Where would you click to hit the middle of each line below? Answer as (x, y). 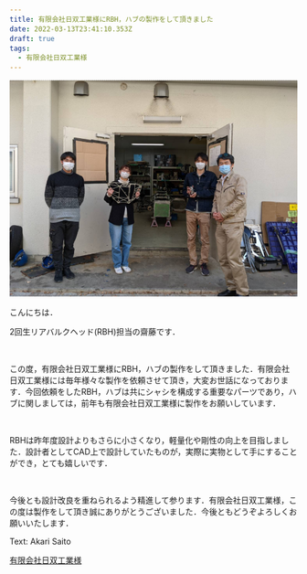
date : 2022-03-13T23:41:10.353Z (71, 29)
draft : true (32, 38)
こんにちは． (33, 312)
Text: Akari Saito (40, 541)
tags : (20, 48)
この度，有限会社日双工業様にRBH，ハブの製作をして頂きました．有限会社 (150, 368)
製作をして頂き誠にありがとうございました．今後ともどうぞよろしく (161, 511)
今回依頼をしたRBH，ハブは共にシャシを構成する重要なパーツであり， (157, 391)
